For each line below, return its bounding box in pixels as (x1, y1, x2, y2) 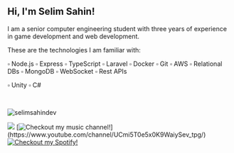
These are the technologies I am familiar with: (7, 45, 141, 54)
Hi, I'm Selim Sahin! (7, 6, 95, 18)
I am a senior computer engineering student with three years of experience (7, 24, 228, 33)
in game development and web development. (7, 32, 140, 40)
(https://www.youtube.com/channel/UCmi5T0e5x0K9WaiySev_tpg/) (7, 130, 206, 139)
